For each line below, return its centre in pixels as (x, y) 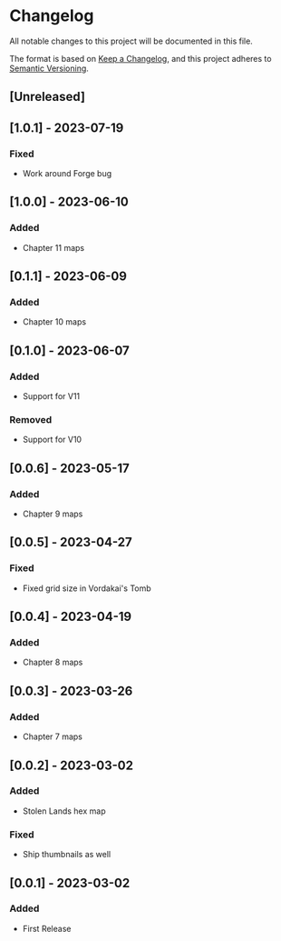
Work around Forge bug (67, 174)
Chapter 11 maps (53, 247)
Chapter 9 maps (53, 514)
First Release (47, 928)
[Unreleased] (48, 97)
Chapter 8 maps (53, 662)
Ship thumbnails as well (67, 855)
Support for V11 (51, 396)
